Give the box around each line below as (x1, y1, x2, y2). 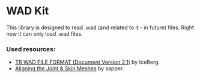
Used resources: (6, 45, 56, 53)
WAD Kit (6, 4, 49, 18)
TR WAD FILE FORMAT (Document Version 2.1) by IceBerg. (14, 58, 160, 66)
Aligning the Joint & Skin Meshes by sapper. (14, 65, 124, 72)
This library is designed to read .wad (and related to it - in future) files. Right (6, 24, 194, 31)
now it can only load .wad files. (6, 30, 83, 37)
